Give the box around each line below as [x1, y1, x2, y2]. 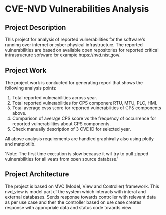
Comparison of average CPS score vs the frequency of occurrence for [12, 115, 156, 121]
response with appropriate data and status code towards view [5, 204, 132, 210]
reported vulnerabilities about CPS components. [12, 120, 111, 127]
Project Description [5, 23, 66, 32]
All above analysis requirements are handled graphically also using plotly [5, 135, 154, 142]
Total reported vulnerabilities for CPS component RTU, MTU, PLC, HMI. [12, 100, 158, 106]
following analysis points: [5, 85, 57, 91]
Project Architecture [5, 170, 69, 179]
